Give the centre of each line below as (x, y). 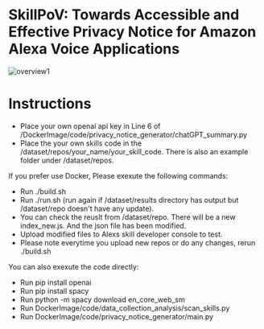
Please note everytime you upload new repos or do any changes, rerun (138, 242)
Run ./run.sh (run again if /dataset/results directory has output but (129, 199)
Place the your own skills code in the (81, 143)
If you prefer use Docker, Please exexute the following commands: (118, 175)
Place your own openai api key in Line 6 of (90, 125)
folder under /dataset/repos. (67, 160)
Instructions (50, 104)
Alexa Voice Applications (94, 49)
